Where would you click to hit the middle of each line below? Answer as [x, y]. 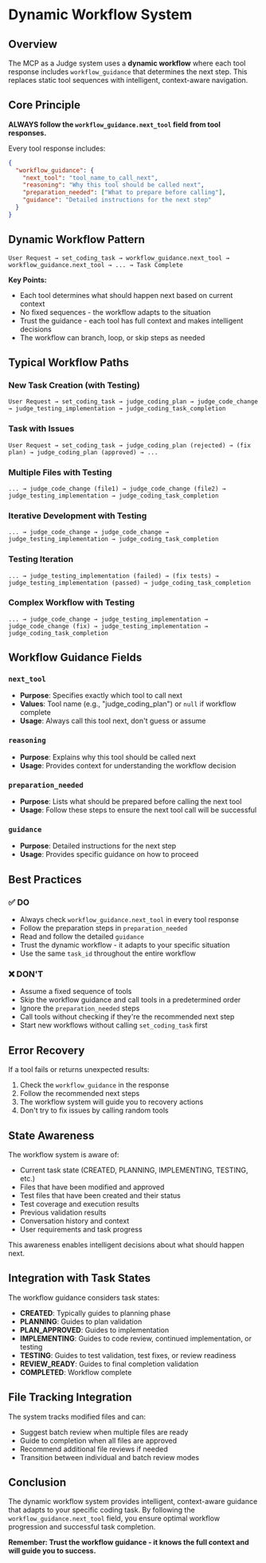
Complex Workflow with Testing [72, 603]
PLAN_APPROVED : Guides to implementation [94, 1329]
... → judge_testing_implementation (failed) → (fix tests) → [113, 575]
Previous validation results [63, 1212]
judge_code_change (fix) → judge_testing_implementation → [108, 626]
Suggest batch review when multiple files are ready [104, 1431]
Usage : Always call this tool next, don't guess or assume [113, 721]
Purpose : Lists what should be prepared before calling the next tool [131, 802]
